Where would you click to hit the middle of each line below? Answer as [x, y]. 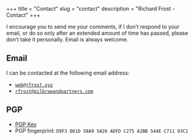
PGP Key [26, 124]
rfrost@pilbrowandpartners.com [54, 91]
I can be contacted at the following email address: [68, 73]
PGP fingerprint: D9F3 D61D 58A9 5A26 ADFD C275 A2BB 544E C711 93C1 [102, 130]
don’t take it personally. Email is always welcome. [67, 39]
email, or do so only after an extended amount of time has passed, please [97, 33]
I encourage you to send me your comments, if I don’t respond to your [93, 27]
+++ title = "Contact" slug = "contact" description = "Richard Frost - [91, 9]
